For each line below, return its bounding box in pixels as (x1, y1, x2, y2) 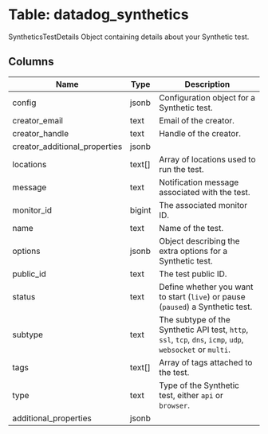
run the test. (159, 163, 205, 174)
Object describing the (159, 235, 241, 246)
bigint (130, 205, 152, 216)
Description (184, 78, 231, 89)
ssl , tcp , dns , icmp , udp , (159, 334, 244, 345)
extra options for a (159, 245, 228, 256)
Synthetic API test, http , (159, 324, 249, 335)
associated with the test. (159, 186, 250, 197)
